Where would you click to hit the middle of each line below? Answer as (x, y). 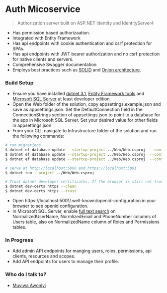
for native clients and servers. (43, 59)
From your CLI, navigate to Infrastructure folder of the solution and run (84, 131)
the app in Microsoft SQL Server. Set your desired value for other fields (85, 120)
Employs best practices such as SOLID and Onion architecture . (77, 70)
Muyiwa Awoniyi (29, 285)
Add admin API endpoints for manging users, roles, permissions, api (82, 251)
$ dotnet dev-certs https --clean (41, 186)
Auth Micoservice (43, 9)
